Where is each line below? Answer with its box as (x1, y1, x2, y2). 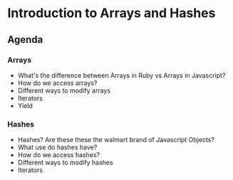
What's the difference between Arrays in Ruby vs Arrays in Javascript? (17, 71, 226, 79)
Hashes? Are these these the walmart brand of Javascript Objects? (17, 136, 215, 144)
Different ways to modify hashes (17, 159, 113, 167)
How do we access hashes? (17, 151, 100, 159)
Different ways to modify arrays (17, 86, 111, 94)
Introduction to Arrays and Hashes (7, 5, 216, 21)
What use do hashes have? (17, 143, 98, 151)
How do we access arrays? (17, 79, 98, 87)
